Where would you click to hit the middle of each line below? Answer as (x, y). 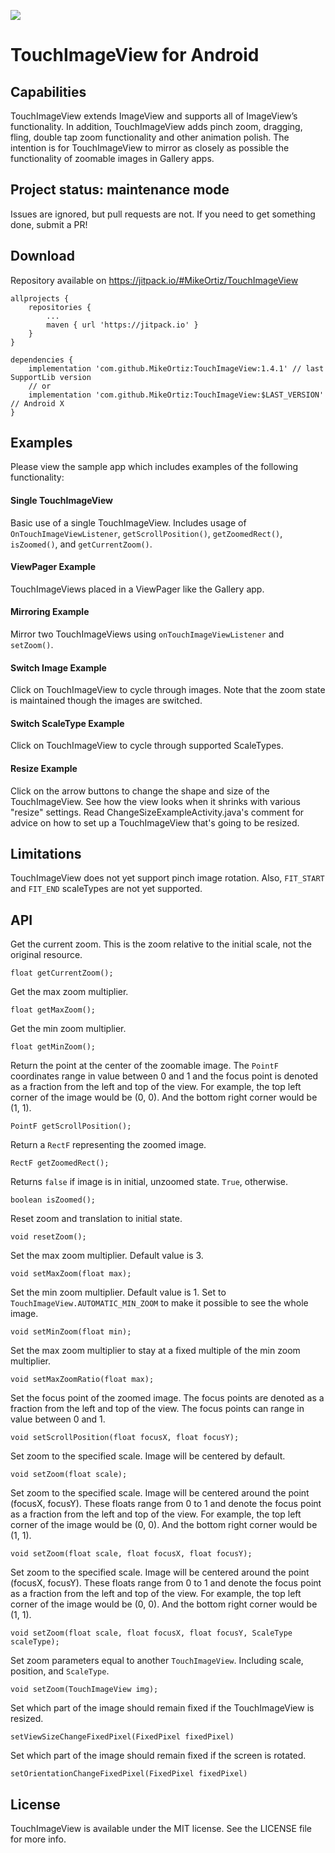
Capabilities (48, 91)
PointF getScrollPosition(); (71, 1126)
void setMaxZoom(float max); (71, 1274)
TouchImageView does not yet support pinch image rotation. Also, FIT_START (167, 878)
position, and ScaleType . (60, 1671)
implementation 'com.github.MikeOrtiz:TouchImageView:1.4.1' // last (176, 368)
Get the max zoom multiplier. (69, 992)
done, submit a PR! (49, 224)
